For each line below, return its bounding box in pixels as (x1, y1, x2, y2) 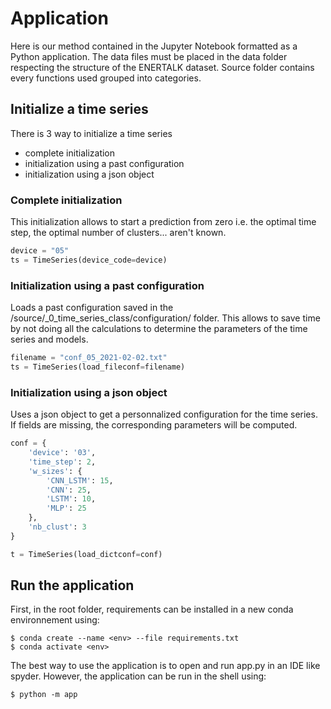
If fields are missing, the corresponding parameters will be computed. (10, 419, 298, 431)
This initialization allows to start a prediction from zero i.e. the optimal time (10, 216, 317, 228)
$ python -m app (10, 690, 78, 700)
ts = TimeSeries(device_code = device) (10, 255, 168, 265)
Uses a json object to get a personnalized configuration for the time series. (10, 408, 318, 421)
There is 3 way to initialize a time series (10, 127, 173, 139)
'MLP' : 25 (46, 503, 87, 514)
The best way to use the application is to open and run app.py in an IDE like (10, 660, 321, 672)
